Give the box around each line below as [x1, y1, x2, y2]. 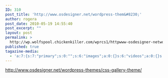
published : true [5, 44, 39, 49]
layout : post [5, 30, 32, 35]
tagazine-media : [5, 49, 39, 54]
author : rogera [5, 16, 37, 21]
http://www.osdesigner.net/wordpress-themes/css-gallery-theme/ [5, 67, 142, 73]
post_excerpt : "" [5, 26, 41, 31]
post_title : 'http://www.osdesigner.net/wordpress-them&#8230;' [5, 12, 142, 17]
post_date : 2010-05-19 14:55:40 [5, 21, 72, 26]
